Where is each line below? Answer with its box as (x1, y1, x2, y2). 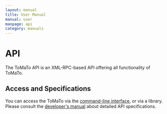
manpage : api (5, 21, 33, 27)
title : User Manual (5, 12, 46, 17)
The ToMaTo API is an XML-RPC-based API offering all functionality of (5, 65, 150, 71)
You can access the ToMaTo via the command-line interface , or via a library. (5, 98, 163, 104)
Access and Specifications (5, 84, 92, 93)
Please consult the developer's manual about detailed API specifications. (5, 103, 156, 109)
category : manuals (5, 26, 44, 31)
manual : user (5, 17, 33, 22)
